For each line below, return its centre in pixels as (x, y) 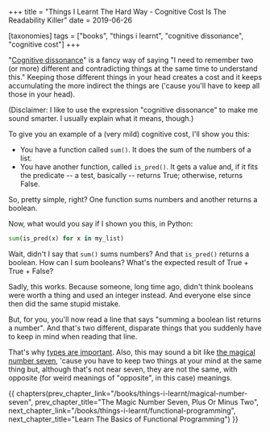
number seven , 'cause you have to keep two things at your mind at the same (135, 360)
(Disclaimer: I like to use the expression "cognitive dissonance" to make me (133, 110)
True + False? (31, 271)
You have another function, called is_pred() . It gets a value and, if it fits (139, 167)
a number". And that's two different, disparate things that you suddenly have (135, 328)
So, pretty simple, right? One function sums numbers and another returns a (133, 199)
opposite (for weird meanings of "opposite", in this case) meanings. (120, 377)
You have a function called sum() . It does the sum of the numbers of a (135, 150)
